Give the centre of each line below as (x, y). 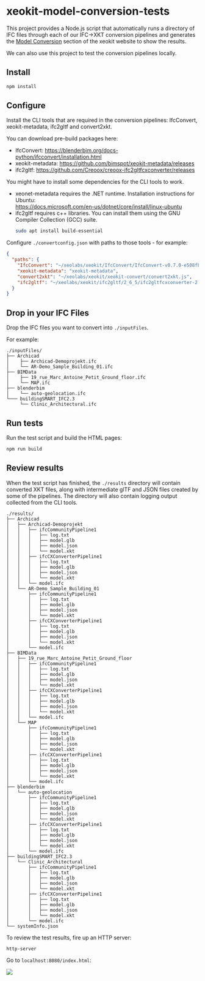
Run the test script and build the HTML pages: (64, 438)
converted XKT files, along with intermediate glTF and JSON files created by (102, 489)
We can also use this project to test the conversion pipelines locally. (92, 53)
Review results (35, 468)
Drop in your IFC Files (48, 313)
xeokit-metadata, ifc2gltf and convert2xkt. (59, 127)
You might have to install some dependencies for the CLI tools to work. (95, 182)
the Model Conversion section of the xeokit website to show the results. (96, 41)
